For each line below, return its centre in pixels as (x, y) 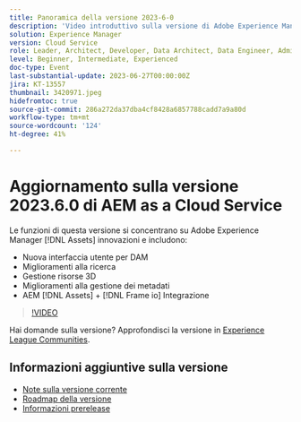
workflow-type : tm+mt (50, 117)
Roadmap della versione (67, 399)
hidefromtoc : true (43, 101)
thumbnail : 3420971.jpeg (56, 92)
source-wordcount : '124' (56, 126)
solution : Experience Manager (66, 34)
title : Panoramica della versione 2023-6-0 (92, 17)
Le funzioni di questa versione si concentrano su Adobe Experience (134, 230)
